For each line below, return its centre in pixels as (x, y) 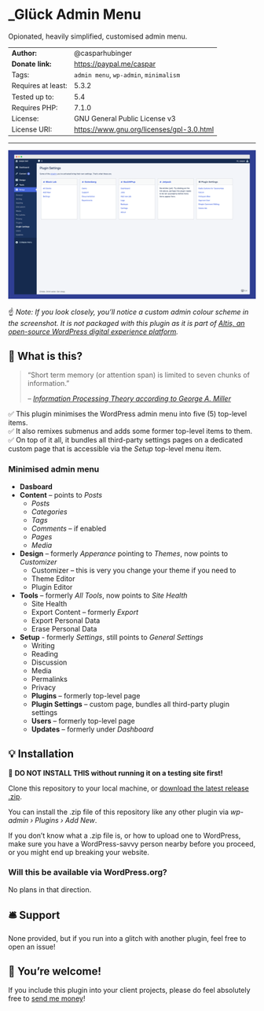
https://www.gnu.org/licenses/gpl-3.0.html (144, 130)
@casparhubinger (103, 53)
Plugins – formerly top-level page (86, 695)
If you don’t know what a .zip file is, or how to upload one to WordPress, (125, 835)
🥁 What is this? (45, 356)
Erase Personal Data (64, 628)
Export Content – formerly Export (85, 612)
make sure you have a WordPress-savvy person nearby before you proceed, (132, 843)
